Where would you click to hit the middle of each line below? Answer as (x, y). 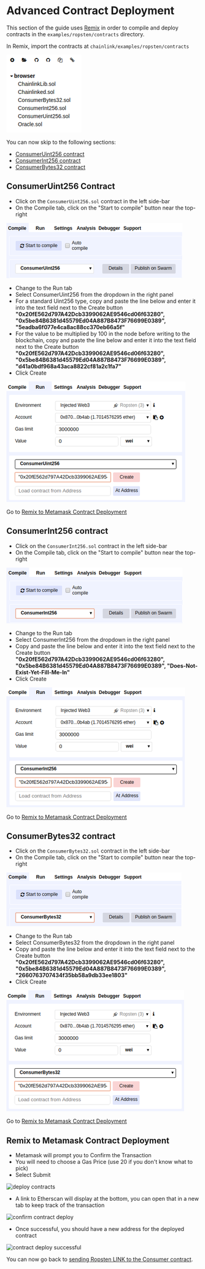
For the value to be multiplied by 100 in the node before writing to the (102, 334)
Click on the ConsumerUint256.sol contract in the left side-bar (92, 201)
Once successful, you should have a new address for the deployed (100, 1229)
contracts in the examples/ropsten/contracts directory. (75, 34)
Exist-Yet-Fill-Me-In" (43, 672)
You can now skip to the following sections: (61, 142)
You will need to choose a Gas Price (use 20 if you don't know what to (104, 1162)
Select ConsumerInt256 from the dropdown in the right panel (92, 639)
